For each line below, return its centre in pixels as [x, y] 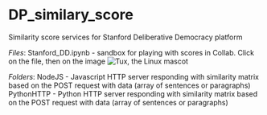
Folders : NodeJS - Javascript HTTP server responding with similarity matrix [134, 76]
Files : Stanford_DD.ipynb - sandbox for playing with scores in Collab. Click [131, 52]
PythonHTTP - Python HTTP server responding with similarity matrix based [133, 93]
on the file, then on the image [57, 61]
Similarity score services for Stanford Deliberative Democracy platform [125, 37]
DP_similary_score [71, 15]
